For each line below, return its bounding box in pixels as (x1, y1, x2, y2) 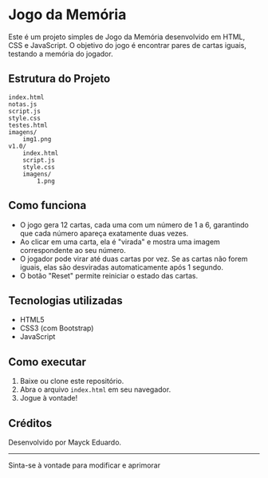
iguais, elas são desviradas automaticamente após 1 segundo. (19, 262, 224, 272)
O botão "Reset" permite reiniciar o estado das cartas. (19, 271, 198, 280)
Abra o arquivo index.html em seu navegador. (19, 385, 171, 394)
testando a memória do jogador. (8, 49, 113, 58)
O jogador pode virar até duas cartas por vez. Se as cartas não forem (19, 254, 248, 263)
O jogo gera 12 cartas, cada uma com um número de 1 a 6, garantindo (19, 219, 249, 229)
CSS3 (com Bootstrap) (19, 323, 94, 333)
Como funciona (8, 199, 87, 212)
